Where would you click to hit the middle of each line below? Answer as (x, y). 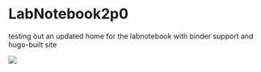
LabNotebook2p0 (69, 14)
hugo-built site (33, 44)
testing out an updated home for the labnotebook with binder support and (131, 36)
